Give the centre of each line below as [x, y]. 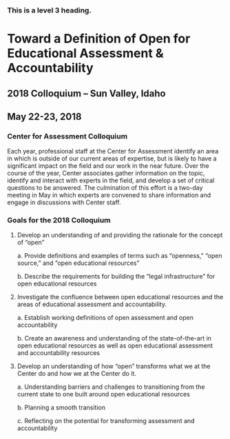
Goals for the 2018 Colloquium [59, 220]
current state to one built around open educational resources [104, 394]
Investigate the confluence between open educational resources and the [120, 297]
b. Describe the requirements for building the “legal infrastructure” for [116, 277]
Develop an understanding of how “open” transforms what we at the [114, 366]
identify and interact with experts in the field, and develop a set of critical [111, 180]
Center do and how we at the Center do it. [76, 374]
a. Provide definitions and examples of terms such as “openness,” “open [119, 256]
